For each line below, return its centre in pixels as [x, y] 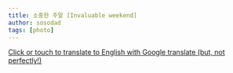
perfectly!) [25, 60]
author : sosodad [35, 23]
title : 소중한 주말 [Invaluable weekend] [73, 15]
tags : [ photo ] [31, 30]
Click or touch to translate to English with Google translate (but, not [116, 53]
